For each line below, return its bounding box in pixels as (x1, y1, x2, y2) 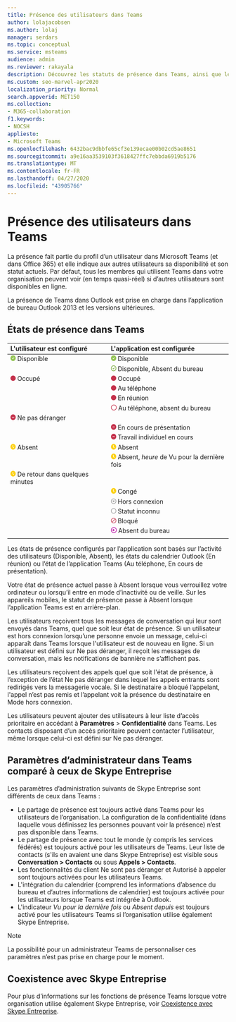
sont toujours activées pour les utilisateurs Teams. (17, 872, 164, 881)
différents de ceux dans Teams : (7, 791, 100, 800)
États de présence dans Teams (7, 324, 145, 336)
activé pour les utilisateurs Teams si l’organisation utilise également (17, 910, 213, 918)
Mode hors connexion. (7, 698, 72, 706)
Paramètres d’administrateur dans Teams (7, 755, 192, 767)
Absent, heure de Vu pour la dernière (117, 452, 225, 461)
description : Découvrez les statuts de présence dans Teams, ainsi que (7, 71, 221, 78)
